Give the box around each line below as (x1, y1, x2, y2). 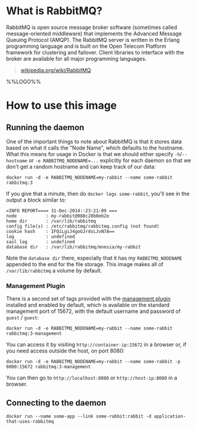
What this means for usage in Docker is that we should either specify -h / (6, 150, 182, 157)
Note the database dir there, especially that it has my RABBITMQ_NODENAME (6, 254, 182, 261)
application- (153, 413, 186, 419)
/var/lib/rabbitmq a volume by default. (6, 267, 102, 274)
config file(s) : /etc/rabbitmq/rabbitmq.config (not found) (6, 223, 160, 229)
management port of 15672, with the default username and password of (6, 308, 181, 315)
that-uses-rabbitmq (6, 419, 54, 425)
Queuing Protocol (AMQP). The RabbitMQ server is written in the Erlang (6, 36, 180, 43)
